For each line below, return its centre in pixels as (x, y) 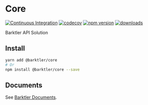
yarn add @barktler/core (31, 60)
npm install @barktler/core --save (43, 69)
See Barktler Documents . (31, 97)
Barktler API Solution (27, 32)
